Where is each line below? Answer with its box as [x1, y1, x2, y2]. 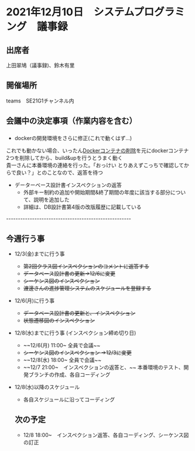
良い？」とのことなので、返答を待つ [16, 169, 104, 176]
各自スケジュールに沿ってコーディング [23, 396, 115, 403]
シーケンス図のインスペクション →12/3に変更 [23, 349, 132, 356]
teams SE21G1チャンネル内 [6, 97, 74, 104]
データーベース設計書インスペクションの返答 [14, 182, 122, 189]
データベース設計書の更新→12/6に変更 [23, 270, 116, 277]
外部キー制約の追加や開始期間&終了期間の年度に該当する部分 [23, 189, 171, 196]
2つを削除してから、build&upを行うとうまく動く [6, 155, 123, 162]
